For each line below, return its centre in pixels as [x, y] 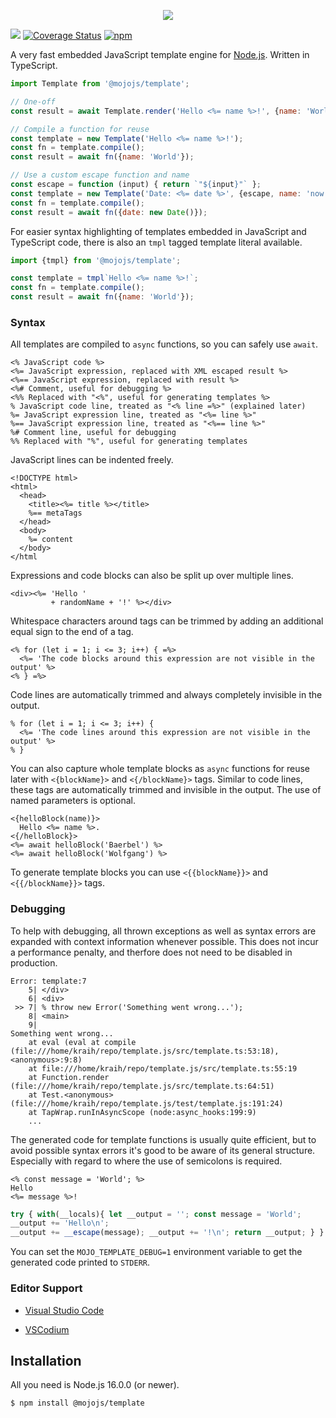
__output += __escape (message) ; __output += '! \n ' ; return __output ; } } [167, 1233]
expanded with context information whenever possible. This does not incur [164, 941]
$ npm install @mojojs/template [77, 1403]
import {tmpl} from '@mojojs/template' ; [96, 260]
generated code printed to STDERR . [80, 1262]
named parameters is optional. [73, 801]
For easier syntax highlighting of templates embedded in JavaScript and [158, 231]
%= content [51, 540]
